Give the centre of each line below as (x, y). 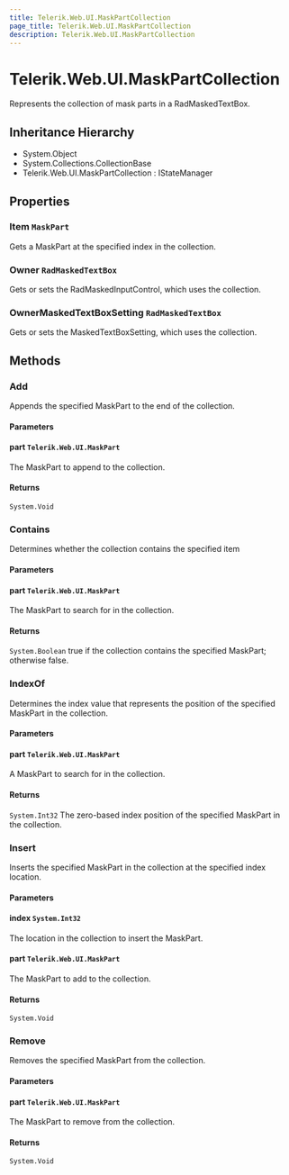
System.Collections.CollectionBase (87, 164)
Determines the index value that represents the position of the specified (143, 703)
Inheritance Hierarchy (72, 132)
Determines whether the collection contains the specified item (125, 549)
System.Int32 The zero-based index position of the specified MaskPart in (145, 815)
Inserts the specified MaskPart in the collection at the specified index (138, 867)
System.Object (50, 154)
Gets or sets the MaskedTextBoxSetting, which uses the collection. (133, 332)
